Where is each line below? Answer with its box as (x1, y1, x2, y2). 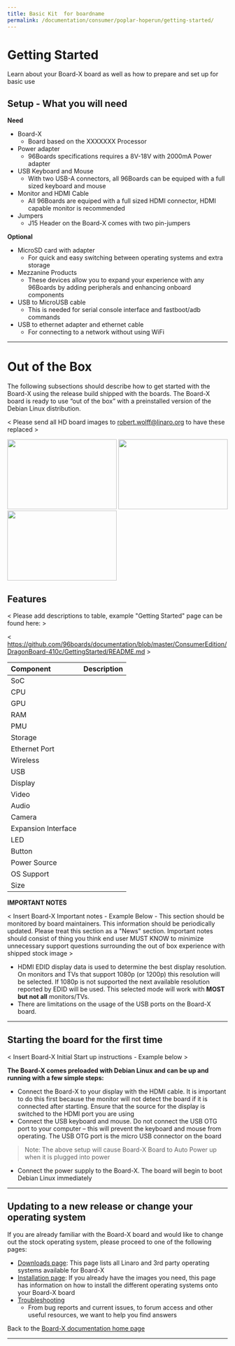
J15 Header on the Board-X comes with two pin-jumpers (27, 219, 191, 227)
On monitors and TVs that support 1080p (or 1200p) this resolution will (17, 970, 220, 978)
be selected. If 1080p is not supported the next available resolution (17, 977, 210, 986)
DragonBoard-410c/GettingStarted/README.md (7, 648, 145, 656)
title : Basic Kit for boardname (7, 10, 105, 17)
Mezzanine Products (17, 269, 77, 277)
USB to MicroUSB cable (17, 298, 86, 306)
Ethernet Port (10, 744, 55, 753)
